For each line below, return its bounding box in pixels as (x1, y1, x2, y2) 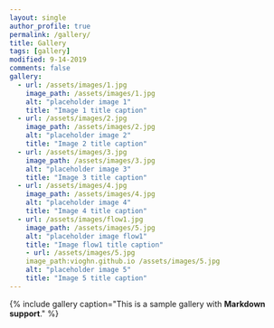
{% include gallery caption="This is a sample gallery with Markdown (9, 298, 266, 309)
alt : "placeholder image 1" (25, 97, 131, 107)
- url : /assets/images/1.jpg (17, 80, 128, 89)
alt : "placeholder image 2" (25, 131, 131, 140)
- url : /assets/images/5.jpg (25, 248, 136, 258)
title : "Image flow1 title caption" (25, 240, 165, 249)
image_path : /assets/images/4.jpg (25, 190, 156, 199)
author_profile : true (9, 22, 91, 31)
